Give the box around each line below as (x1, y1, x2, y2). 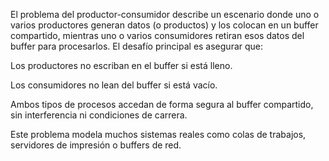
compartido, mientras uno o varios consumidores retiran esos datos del (10, 30, 305, 41)
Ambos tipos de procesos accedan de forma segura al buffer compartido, (10, 99, 314, 110)
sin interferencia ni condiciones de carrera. (10, 109, 188, 121)
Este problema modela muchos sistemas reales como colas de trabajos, (10, 129, 307, 140)
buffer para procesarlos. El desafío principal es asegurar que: (10, 40, 264, 52)
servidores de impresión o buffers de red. (10, 139, 182, 151)
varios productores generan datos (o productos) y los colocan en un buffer (10, 19, 319, 31)
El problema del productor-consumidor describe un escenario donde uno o (10, 9, 320, 20)
